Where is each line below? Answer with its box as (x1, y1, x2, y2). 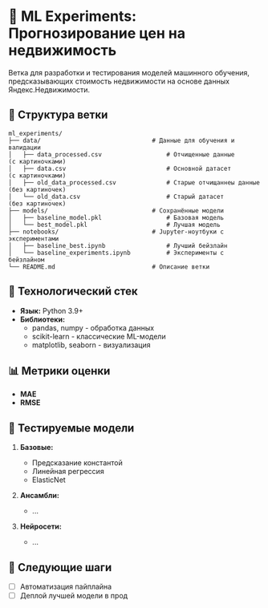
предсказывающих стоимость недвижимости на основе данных (8, 76, 230, 86)
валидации (8, 144, 42, 152)
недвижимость (8, 42, 117, 59)
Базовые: (19, 443, 54, 452)
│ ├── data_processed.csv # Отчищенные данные (8, 150, 235, 159)
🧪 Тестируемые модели (8, 421, 135, 435)
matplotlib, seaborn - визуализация (31, 340, 151, 350)
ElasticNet (31, 475, 66, 484)
